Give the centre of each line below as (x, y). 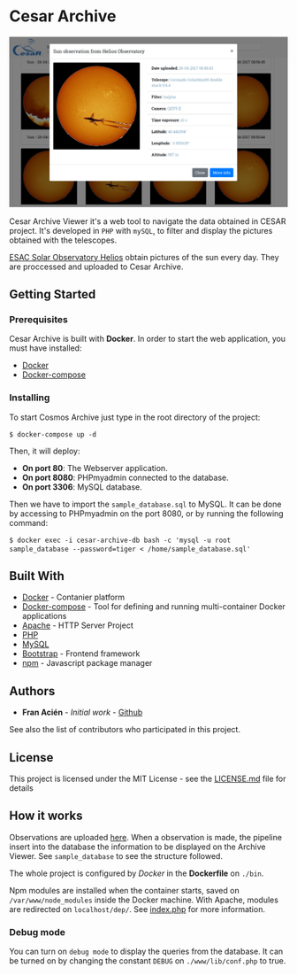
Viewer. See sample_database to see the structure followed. (116, 855)
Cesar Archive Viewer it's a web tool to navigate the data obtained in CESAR (148, 221)
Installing (30, 398)
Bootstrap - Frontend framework (81, 654)
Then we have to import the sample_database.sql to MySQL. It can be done (145, 504)
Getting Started (53, 294)
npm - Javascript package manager (87, 663)
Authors (32, 691)
